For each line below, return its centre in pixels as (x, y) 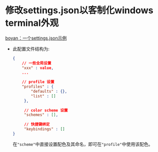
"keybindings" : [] (44, 129)
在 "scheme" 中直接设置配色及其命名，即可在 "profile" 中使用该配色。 (83, 144)
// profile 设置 (38, 82)
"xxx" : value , (38, 68)
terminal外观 (32, 23)
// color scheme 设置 (46, 110)
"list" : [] (43, 96)
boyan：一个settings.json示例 (36, 38)
